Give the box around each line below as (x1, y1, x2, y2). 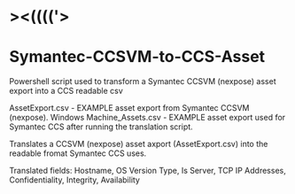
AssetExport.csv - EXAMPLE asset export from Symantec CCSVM (9, 103, 250, 113)
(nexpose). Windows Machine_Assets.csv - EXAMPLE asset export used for (9, 113, 286, 123)
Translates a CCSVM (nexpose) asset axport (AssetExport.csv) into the (9, 139, 268, 150)
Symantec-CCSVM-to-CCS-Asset (9, 47, 266, 67)
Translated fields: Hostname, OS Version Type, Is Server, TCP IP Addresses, (9, 166, 286, 176)
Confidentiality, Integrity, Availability (9, 175, 140, 185)
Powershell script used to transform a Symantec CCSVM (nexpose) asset (9, 76, 276, 87)
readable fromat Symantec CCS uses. (9, 148, 147, 159)
